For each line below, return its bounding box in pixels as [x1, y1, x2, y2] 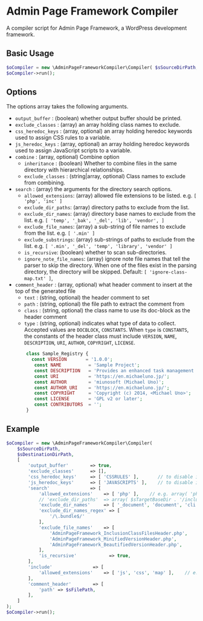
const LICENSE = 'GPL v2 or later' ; [34, 396, 143, 402]
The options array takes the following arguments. [6, 103, 129, 110]
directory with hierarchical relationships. [24, 166, 124, 173]
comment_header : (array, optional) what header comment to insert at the [14, 281, 193, 289]
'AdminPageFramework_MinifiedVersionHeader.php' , [49, 535, 177, 542]
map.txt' [24, 276, 47, 282]
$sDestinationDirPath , [17, 451, 74, 457]
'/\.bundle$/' [49, 514, 85, 520]
